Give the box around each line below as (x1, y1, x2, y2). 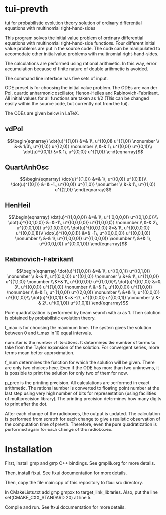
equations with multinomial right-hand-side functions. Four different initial (5, 40, 156, 46)
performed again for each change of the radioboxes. (5, 427, 112, 432)
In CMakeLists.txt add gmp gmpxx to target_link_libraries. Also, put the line (5, 489, 158, 495)
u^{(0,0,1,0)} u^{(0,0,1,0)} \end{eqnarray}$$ (39, 241, 128, 247)
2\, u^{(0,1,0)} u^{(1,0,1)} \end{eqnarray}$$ (42, 300, 129, 306)
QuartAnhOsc (5, 163, 49, 172)
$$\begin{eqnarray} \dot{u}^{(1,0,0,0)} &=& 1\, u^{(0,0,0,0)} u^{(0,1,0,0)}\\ (8, 214, 158, 220)
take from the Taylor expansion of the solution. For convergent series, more (5, 344, 160, 351)
